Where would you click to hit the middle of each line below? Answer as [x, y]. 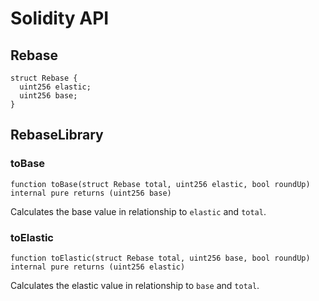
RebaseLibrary [57, 135]
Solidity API [60, 18]
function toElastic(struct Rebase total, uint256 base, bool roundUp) [160, 258]
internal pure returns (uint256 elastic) [98, 267]
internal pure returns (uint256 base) [91, 193]
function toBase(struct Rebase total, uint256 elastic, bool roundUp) [160, 184]
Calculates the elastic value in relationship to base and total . [135, 285]
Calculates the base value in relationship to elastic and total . [138, 211]
